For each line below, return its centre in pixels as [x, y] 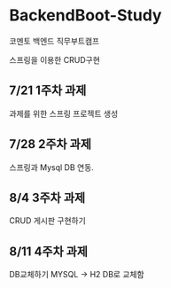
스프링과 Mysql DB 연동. [52, 167]
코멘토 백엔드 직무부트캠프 [54, 41]
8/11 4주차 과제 [49, 251]
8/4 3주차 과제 [47, 197]
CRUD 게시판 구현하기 [47, 221]
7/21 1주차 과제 [48, 91]
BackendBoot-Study [85, 16]
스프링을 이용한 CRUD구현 [54, 59]
